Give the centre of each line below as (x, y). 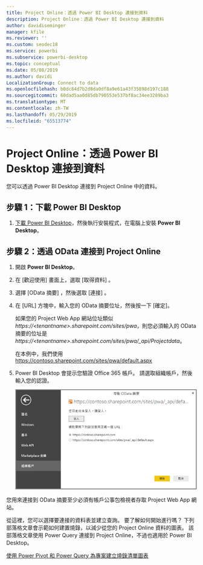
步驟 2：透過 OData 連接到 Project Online (84, 251)
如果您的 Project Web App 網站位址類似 (64, 318)
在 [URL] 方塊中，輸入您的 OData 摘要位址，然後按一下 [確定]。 (94, 305)
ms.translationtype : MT (36, 102)
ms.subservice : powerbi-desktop (47, 57)
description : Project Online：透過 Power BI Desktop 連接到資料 (85, 19)
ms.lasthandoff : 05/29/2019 (42, 115)
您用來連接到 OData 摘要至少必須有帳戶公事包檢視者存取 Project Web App (98, 500)
